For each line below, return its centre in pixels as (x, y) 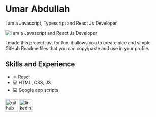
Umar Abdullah (38, 9)
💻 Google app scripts (35, 90)
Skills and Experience (40, 64)
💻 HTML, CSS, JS (32, 82)
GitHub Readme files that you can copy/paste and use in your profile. (77, 48)
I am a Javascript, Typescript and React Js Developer (61, 23)
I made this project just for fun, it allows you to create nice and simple (78, 43)
